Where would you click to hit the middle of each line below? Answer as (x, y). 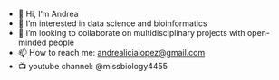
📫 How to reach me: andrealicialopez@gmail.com (111, 53)
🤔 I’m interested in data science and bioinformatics (112, 23)
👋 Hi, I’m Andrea (48, 14)
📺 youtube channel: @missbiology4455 (92, 66)
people (62, 42)
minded (32, 42)
